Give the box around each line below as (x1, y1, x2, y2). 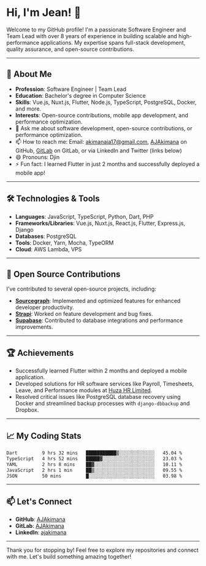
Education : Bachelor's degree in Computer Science (15, 92, 146, 99)
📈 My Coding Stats (6, 430, 82, 441)
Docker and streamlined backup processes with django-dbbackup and (15, 399, 190, 407)
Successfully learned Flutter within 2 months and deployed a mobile (15, 367, 188, 374)
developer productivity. (15, 304, 74, 311)
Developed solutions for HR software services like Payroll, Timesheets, (15, 380, 194, 388)
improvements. (15, 323, 53, 331)
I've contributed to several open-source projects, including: (6, 285, 156, 293)
